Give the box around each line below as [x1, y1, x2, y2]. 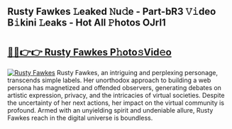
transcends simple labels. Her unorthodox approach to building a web [7, 76, 211, 84]
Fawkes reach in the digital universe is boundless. [7, 113, 153, 122]
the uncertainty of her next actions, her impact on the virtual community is [7, 99, 225, 107]
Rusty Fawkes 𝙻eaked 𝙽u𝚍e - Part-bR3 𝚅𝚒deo [7, 6, 216, 18]
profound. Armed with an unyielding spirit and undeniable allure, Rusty [7, 106, 214, 114]
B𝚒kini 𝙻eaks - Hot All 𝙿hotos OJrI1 [7, 17, 167, 29]
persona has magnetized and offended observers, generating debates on [7, 84, 222, 91]
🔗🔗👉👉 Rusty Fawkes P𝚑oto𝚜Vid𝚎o [7, 46, 172, 58]
